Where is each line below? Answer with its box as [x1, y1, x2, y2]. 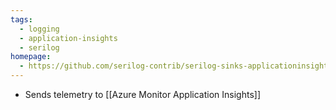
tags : [10, 14, 33, 25]
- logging [19, 24, 60, 34]
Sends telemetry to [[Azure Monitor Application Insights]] [24, 89, 261, 100]
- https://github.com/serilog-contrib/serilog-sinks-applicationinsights [19, 61, 333, 71]
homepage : [10, 52, 52, 62]
